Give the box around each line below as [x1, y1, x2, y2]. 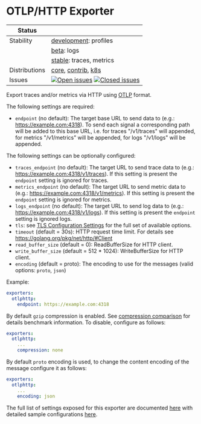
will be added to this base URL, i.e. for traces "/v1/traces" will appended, [14, 127, 196, 134]
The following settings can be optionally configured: [6, 152, 136, 159]
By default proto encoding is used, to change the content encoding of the [6, 358, 190, 365]
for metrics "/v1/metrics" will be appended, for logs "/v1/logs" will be [14, 134, 186, 141]
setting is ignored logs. [14, 215, 72, 222]
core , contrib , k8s [51, 65, 101, 74]
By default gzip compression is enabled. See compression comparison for [6, 312, 191, 319]
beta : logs [51, 46, 80, 54]
